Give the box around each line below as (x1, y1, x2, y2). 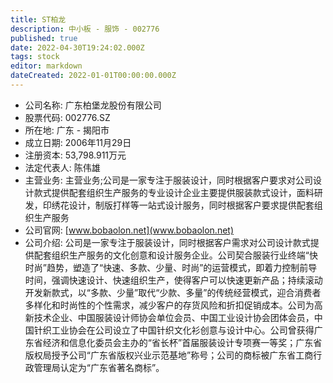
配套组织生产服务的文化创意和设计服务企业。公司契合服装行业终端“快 (33, 249, 318, 261)
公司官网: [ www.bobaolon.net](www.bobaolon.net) (24, 224, 235, 236)
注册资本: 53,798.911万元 (24, 149, 127, 161)
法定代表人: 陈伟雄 (24, 161, 101, 173)
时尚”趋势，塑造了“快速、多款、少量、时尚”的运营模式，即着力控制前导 (24, 261, 318, 273)
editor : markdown (10, 61, 83, 71)
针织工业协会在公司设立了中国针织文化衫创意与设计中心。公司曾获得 (33, 324, 315, 336)
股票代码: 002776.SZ (24, 111, 111, 123)
